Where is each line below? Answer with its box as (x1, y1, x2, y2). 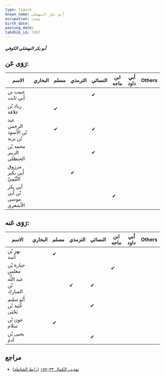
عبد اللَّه (7, 276, 24, 283)
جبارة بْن (7, 262, 26, 269)
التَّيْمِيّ (7, 175, 21, 182)
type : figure (5, 7, 32, 12)
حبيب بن (7, 88, 26, 95)
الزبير (7, 149, 19, 156)
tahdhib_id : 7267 (5, 30, 41, 35)
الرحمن (7, 123, 23, 130)
